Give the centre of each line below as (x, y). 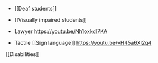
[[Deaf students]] (35, 9)
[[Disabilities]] (23, 54)
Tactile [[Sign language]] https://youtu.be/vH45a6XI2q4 (83, 43)
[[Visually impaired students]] (50, 20)
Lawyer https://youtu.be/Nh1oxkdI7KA (61, 31)
